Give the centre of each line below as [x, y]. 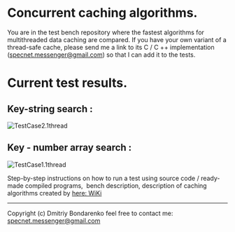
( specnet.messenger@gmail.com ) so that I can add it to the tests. [101, 55]
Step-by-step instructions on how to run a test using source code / [103, 178]
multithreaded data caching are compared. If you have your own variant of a [117, 39]
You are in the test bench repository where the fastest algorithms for [106, 32]
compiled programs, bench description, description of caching [116, 185]
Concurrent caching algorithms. [102, 13]
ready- [210, 178]
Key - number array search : [70, 148]
